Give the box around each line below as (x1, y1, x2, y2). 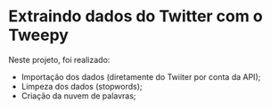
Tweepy (8, 25, 69, 45)
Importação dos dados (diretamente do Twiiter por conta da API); (21, 71, 261, 82)
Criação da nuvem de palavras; (21, 90, 136, 101)
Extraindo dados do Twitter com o (8, 6, 264, 27)
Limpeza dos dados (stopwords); (21, 81, 144, 91)
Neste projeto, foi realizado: (8, 54, 111, 65)
